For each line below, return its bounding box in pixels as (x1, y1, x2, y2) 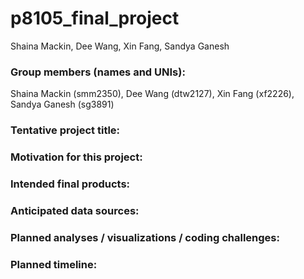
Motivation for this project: (10, 150, 143, 164)
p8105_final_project (10, 7, 180, 30)
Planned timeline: (10, 257, 98, 271)
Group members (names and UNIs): (10, 65, 186, 79)
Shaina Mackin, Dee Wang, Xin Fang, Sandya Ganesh (10, 40, 230, 52)
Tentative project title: (10, 123, 121, 137)
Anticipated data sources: (10, 203, 140, 217)
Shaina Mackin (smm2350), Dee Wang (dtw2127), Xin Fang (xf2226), (10, 88, 295, 100)
